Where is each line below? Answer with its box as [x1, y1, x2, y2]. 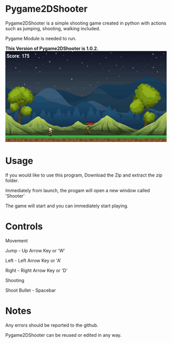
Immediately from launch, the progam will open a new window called [5, 187, 150, 194]
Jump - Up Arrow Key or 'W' [5, 247, 66, 253]
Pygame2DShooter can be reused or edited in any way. [5, 332, 122, 338]
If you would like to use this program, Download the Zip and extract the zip [5, 172, 163, 178]
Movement [5, 238, 28, 244]
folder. [5, 177, 19, 183]
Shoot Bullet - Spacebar [5, 287, 56, 293]
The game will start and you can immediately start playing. [5, 203, 129, 209]
